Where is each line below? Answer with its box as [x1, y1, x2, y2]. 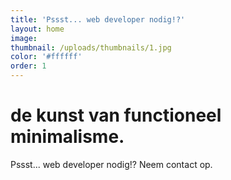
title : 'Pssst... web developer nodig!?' [10, 14, 186, 25]
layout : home [10, 24, 65, 34]
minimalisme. [10, 126, 125, 148]
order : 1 [10, 61, 47, 71]
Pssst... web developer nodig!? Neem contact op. [10, 158, 213, 170]
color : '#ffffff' [10, 52, 83, 62]
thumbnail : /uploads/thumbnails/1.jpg [10, 42, 172, 53]
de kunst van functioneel [10, 104, 222, 127]
